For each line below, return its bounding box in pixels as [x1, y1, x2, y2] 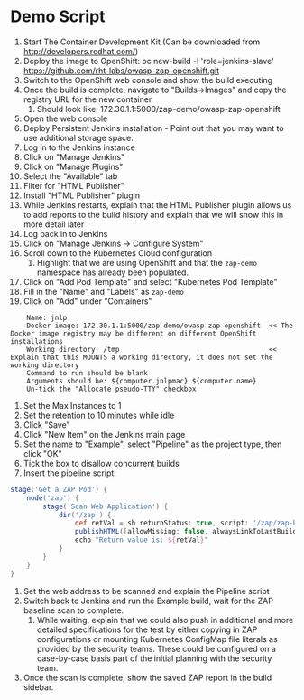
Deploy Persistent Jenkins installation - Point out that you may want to [23, 122, 284, 133]
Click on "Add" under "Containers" [23, 296, 152, 307]
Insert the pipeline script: [23, 468, 116, 478]
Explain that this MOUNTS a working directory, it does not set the [10, 353, 273, 362]
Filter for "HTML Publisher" [23, 180, 124, 191]
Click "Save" [23, 419, 70, 430]
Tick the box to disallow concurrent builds [23, 458, 180, 468]
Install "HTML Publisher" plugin [23, 190, 141, 201]
